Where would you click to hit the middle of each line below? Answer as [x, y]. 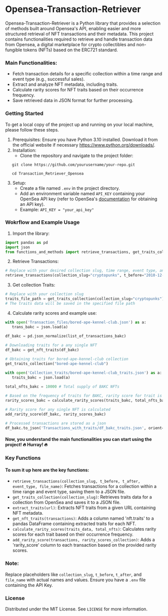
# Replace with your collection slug [44, 294]
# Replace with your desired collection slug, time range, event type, [81, 271]
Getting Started [24, 113]
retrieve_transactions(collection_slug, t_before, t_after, [76, 481]
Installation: [24, 150]
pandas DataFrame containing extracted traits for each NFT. [74, 524]
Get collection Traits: [34, 285]
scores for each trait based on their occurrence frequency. [73, 534]
